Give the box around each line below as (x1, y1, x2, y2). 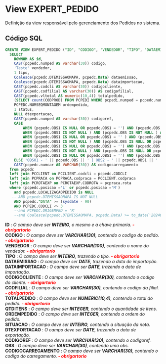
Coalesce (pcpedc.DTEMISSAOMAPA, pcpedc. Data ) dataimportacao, (14, 79, 145, 85)
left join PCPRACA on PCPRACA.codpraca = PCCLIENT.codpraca (9, 176, 136, 181)
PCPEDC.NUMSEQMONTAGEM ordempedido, (14, 102, 90, 107)
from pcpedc (9, 167, 35, 172)
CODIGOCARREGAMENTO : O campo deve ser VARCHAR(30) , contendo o (5, 348, 158, 354)
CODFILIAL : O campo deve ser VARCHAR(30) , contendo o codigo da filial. (5, 285, 159, 291)
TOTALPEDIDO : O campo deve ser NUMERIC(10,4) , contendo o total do (5, 295, 153, 301)
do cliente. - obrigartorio (5, 279, 56, 285)
